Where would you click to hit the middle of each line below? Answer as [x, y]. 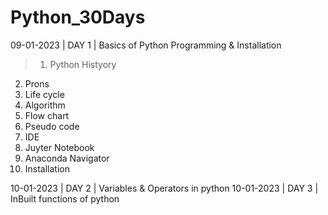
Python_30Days [78, 17]
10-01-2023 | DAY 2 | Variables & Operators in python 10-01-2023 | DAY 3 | [164, 188]
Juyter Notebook [59, 147]
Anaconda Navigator [67, 158]
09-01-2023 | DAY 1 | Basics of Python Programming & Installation [146, 45]
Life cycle [44, 94]
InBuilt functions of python [65, 198]
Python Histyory [83, 64]
